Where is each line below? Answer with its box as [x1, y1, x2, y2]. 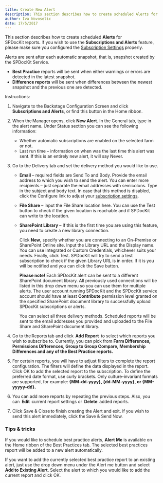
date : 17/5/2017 [5, 21, 38, 26]
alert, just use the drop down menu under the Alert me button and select [5, 461, 150, 467]
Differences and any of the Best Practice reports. [12, 349, 113, 354]
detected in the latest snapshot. [12, 74, 76, 80]
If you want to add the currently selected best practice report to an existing [5, 457, 156, 462]
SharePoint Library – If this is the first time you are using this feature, [19, 222, 159, 228]
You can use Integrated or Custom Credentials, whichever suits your [19, 247, 157, 253]
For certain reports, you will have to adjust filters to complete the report [12, 358, 156, 364]
